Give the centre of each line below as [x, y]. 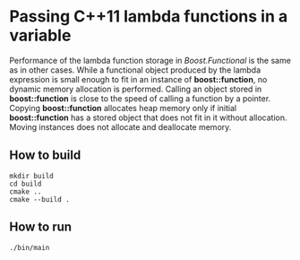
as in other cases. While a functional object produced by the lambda [135, 70]
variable [40, 35]
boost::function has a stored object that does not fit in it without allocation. [149, 117]
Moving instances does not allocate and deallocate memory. [120, 126]
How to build [45, 156]
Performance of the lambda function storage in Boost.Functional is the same [150, 60]
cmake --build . [39, 199]
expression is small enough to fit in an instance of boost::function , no [138, 79]
